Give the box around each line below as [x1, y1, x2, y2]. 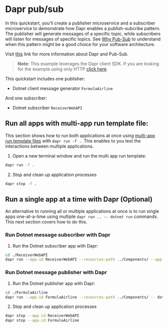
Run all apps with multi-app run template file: [5, 119, 148, 128]
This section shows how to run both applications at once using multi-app [5, 132, 155, 138]
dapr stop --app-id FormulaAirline [5, 318, 79, 323]
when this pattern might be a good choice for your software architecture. [5, 41, 155, 47]
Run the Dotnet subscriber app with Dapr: [12, 242, 98, 248]
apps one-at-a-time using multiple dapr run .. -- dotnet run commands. [5, 213, 158, 219]
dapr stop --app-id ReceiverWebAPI [5, 313, 79, 318]
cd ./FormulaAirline [5, 290, 48, 295]
